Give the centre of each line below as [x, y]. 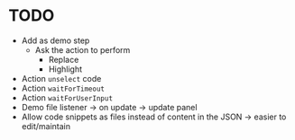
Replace [64, 59]
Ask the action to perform [83, 49]
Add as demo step [55, 40]
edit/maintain [46, 126]
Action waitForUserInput [67, 97]
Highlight [65, 69]
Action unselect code [61, 78]
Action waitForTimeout [63, 88]
